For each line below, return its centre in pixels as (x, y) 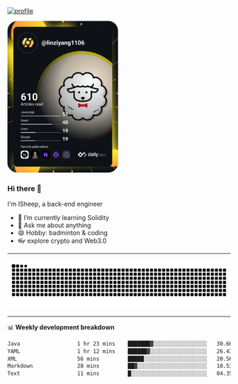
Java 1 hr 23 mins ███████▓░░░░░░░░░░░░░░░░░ (107, 344)
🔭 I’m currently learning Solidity (63, 218)
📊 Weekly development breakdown (61, 327)
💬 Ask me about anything (54, 225)
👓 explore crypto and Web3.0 (62, 241)
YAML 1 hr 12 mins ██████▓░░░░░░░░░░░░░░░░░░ (107, 351)
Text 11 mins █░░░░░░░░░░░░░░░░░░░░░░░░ (107, 374)
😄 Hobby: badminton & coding (63, 233)
